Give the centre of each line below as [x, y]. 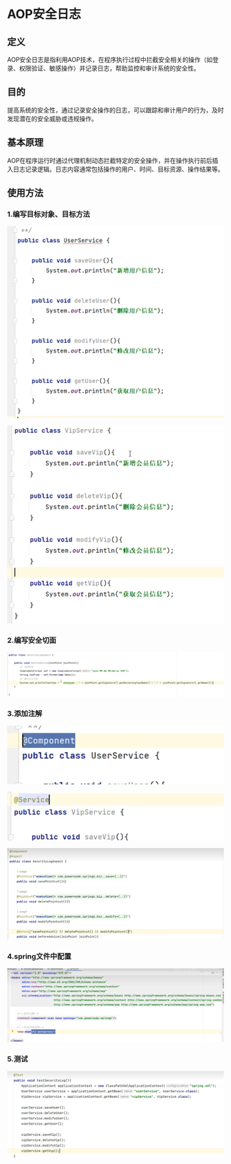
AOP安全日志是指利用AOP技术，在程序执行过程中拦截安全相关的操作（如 [110, 60]
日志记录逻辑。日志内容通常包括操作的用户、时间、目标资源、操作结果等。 [118, 169]
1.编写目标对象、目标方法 [49, 214]
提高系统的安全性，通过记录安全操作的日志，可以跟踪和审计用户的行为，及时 [115, 110]
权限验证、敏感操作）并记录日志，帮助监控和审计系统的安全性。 [109, 68]
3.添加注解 [25, 713]
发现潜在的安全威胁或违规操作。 [52, 119]
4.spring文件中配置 [39, 956]
